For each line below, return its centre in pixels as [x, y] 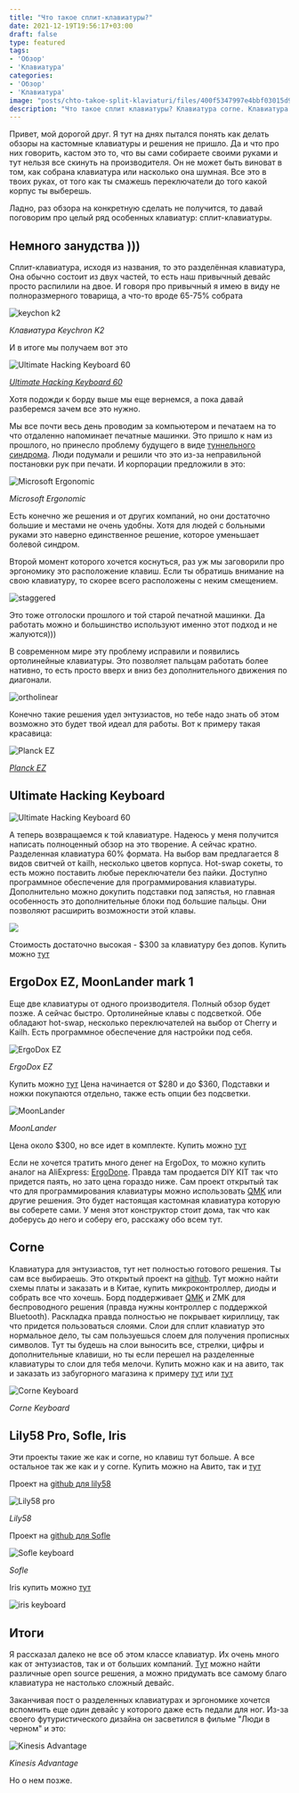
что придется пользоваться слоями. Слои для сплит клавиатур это [137, 1326]
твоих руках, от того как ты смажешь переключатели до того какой [138, 182]
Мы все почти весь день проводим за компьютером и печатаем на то [143, 426]
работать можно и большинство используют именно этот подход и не [143, 624]
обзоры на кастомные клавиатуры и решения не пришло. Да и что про [144, 144]
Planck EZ [28, 768]
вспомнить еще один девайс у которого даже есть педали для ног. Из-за [149, 1710]
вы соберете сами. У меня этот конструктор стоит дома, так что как [139, 1210]
